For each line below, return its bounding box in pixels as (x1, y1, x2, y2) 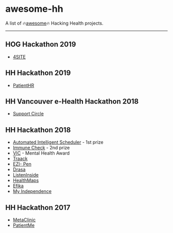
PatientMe (12, 222, 35, 228)
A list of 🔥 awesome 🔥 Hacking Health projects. (5, 20, 104, 26)
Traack (12, 156, 28, 162)
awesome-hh (5, 3, 63, 15)
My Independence (12, 188, 52, 195)
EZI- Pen (12, 161, 32, 167)
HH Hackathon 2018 (5, 125, 71, 134)
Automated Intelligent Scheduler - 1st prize (12, 139, 104, 145)
